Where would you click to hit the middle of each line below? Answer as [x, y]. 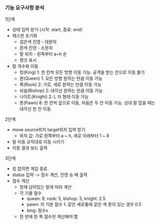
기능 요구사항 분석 [25, 7]
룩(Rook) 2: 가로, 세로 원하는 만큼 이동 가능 [60, 84]
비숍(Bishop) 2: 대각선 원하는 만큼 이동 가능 [61, 91]
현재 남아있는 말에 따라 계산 [45, 187]
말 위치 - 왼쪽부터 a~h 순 [43, 54]
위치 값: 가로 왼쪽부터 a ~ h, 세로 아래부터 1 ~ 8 [64, 136]
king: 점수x [37, 210]
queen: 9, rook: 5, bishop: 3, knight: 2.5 [66, 199]
